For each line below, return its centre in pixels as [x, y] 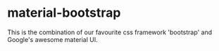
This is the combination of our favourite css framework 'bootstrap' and [110, 32]
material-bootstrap [64, 13]
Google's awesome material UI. [52, 39]
